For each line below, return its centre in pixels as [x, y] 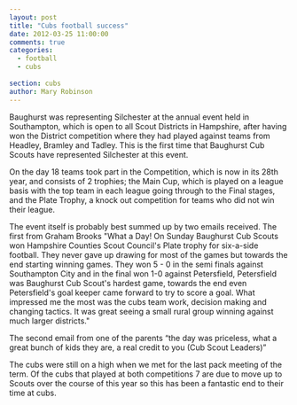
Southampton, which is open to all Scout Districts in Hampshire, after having [148, 126]
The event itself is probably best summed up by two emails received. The [143, 226]
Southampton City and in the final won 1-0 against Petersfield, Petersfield [143, 273]
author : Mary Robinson [51, 91]
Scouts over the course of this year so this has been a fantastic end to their [146, 383]
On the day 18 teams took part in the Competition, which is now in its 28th [144, 171]
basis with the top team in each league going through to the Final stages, [142, 191]
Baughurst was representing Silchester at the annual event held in [129, 117]
